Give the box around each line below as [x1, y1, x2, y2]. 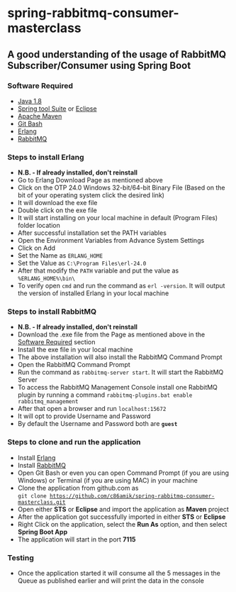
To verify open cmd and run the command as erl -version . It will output [17, 282, 225, 290]
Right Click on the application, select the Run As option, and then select [17, 520, 227, 528]
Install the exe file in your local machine [17, 346, 133, 354]
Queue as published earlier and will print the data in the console [17, 576, 204, 585]
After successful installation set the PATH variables [17, 229, 167, 237]
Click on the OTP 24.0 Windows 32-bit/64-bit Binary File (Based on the [17, 183, 225, 192]
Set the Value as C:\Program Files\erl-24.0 [17, 259, 147, 268]
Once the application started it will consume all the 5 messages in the [17, 569, 221, 578]
